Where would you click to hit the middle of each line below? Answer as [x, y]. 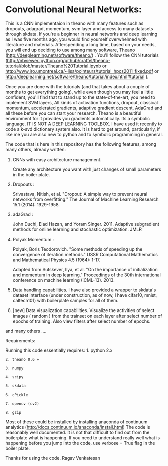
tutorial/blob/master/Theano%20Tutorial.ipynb [53, 66]
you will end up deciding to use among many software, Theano [70, 50]
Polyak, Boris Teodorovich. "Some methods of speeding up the [77, 249]
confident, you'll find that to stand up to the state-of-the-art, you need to [80, 97]
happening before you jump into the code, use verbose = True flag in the [80, 443]
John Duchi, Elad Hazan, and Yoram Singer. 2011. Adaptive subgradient [86, 224]
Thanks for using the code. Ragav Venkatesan [53, 458]
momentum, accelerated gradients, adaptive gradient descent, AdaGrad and [84, 108]
